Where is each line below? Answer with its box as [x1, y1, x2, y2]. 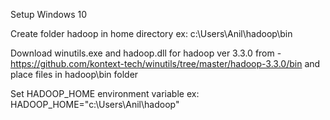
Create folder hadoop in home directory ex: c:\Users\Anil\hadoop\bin [10, 28, 293, 39]
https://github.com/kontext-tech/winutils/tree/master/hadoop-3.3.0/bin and [10, 58, 321, 69]
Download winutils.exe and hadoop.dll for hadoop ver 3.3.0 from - [10, 47, 282, 59]
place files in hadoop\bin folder [10, 69, 139, 80]
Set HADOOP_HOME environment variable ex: [10, 88, 200, 99]
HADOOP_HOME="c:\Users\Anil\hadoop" [10, 99, 180, 110]
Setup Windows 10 [10, 9, 87, 20]
